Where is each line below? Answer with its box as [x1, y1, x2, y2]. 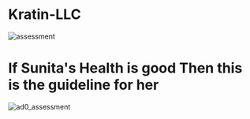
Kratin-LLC [8, 6, 81, 24]
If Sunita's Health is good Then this [8, 59, 243, 77]
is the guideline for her [8, 76, 159, 94]
